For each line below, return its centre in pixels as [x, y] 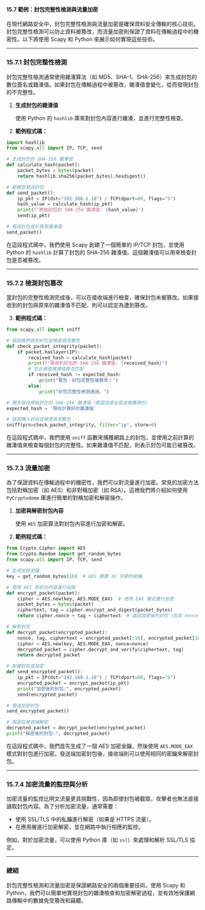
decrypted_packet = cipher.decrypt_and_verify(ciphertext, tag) [101, 649]
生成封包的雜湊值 [37, 105]
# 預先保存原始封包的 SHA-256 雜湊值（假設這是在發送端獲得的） [78, 403]
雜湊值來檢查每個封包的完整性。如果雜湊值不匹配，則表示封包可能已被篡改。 [103, 445]
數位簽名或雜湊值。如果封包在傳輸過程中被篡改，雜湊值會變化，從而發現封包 [103, 84]
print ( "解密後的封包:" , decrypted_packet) [58, 734]
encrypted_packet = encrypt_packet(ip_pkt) [74, 683]
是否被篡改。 [27, 260]
